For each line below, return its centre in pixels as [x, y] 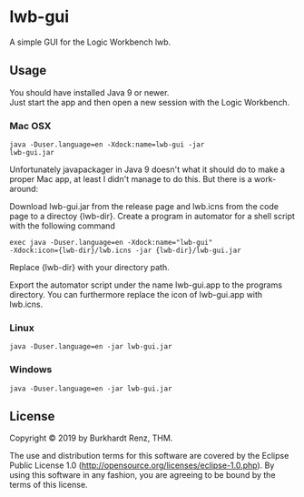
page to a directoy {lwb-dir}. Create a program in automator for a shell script [152, 217]
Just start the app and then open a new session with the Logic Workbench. [150, 102]
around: [24, 189]
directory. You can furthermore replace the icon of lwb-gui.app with [136, 295]
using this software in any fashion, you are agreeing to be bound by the [142, 475]
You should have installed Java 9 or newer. [89, 92]
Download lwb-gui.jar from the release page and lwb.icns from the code [144, 207]
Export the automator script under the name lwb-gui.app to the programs [146, 285]
